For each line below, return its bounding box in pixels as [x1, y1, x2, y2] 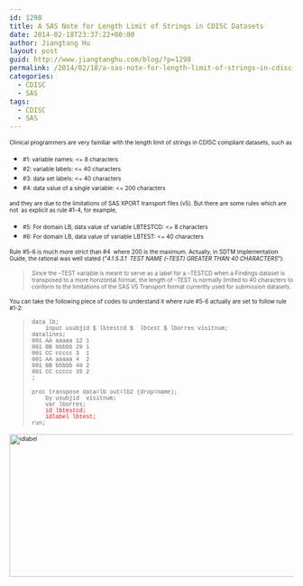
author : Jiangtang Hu [9, 38, 91, 48]
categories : [9, 72, 54, 81]
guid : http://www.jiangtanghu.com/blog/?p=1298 [9, 55, 192, 64]
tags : [9, 96, 30, 106]
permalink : [9, 64, 50, 73]
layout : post [9, 47, 59, 56]
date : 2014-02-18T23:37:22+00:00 [9, 30, 135, 39]
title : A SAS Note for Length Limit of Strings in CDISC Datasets [9, 22, 264, 31]
